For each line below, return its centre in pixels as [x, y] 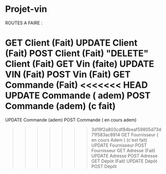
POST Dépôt [104, 166]
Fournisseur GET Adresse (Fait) [123, 150]
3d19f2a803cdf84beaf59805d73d [126, 129]
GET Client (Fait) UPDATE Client [71, 43]
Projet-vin [26, 9]
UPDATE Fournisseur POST [119, 145]
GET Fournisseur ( [140, 134]
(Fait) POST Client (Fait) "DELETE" [77, 54]
